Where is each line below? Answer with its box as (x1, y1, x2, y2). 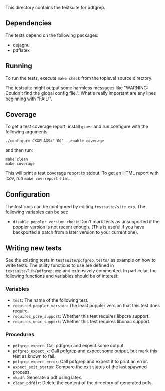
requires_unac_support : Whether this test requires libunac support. (12, 319, 151, 325)
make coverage (5, 161, 35, 166)
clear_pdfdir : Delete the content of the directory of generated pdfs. (12, 379, 153, 386)
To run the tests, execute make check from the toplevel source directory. (5, 75, 153, 81)
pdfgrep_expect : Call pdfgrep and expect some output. (12, 342, 125, 348)
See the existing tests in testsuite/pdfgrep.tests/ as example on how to (5, 257, 156, 263)
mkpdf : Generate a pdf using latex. (12, 374, 83, 380)
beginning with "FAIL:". (5, 95, 53, 102)
